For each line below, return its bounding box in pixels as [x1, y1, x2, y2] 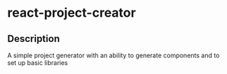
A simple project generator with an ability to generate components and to [7, 51, 220, 59]
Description [7, 33, 60, 45]
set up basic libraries [7, 59, 68, 67]
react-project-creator [7, 5, 136, 21]
